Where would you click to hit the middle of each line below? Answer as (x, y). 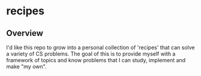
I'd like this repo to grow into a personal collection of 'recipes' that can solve (100, 47)
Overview (25, 33)
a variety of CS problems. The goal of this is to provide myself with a (91, 54)
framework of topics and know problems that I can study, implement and (96, 60)
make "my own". (26, 66)
